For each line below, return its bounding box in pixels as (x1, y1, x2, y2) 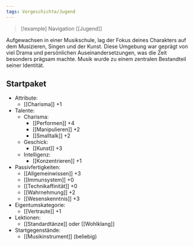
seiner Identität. (6, 62, 44, 69)
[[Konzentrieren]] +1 (32, 158, 82, 165)
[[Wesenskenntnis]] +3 (23, 195, 80, 202)
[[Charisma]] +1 (23, 101, 62, 108)
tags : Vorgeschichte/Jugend (6, 8, 76, 15)
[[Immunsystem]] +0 (23, 176, 74, 184)
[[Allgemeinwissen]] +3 (23, 170, 81, 177)
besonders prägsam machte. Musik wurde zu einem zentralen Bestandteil (6, 55, 186, 62)
